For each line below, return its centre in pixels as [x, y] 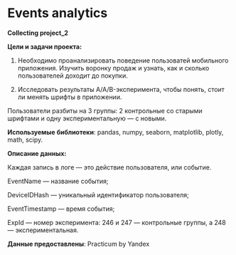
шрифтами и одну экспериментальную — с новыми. [87, 118]
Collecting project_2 [38, 33]
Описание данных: [37, 153]
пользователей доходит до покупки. [73, 76]
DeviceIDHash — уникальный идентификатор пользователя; [98, 194]
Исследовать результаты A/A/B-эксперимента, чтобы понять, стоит [121, 89]
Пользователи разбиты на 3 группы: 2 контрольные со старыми [105, 110]
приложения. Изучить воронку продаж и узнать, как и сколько [113, 68]
